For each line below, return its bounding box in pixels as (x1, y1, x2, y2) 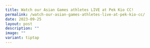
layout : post (5, 21, 33, 26)
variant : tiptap (5, 35, 39, 40)
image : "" (5, 30, 26, 35)
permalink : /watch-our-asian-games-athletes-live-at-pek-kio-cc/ (5, 12, 145, 17)
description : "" (5, 26, 39, 31)
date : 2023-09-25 (5, 16, 42, 21)
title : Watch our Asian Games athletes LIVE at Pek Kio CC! (5, 7, 134, 12)
